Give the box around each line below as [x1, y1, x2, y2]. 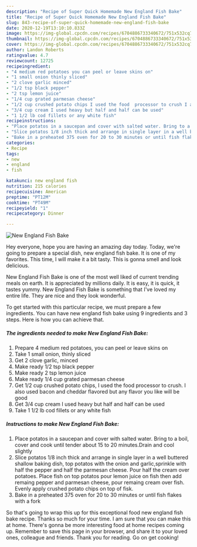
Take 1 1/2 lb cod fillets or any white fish [14, 407, 111, 414]
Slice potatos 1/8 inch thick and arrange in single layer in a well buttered [14, 454, 189, 461]
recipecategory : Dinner [6, 211, 64, 216]
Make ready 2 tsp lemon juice [14, 369, 86, 376]
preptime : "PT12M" [6, 194, 51, 200]
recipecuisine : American [6, 189, 67, 195]
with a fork [14, 498, 41, 505]
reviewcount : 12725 [6, 58, 54, 64]
